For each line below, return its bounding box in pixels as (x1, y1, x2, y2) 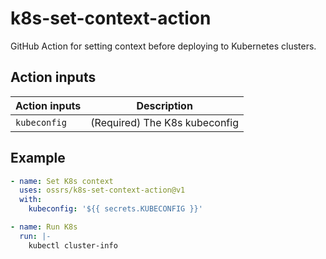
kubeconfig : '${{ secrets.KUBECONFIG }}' (28, 204, 203, 214)
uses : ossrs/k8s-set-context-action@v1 (19, 185, 186, 196)
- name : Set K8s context (10, 176, 114, 186)
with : (19, 195, 43, 205)
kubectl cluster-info (28, 240, 118, 251)
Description (136, 98, 193, 112)
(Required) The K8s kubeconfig (90, 115, 239, 129)
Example (10, 150, 66, 167)
